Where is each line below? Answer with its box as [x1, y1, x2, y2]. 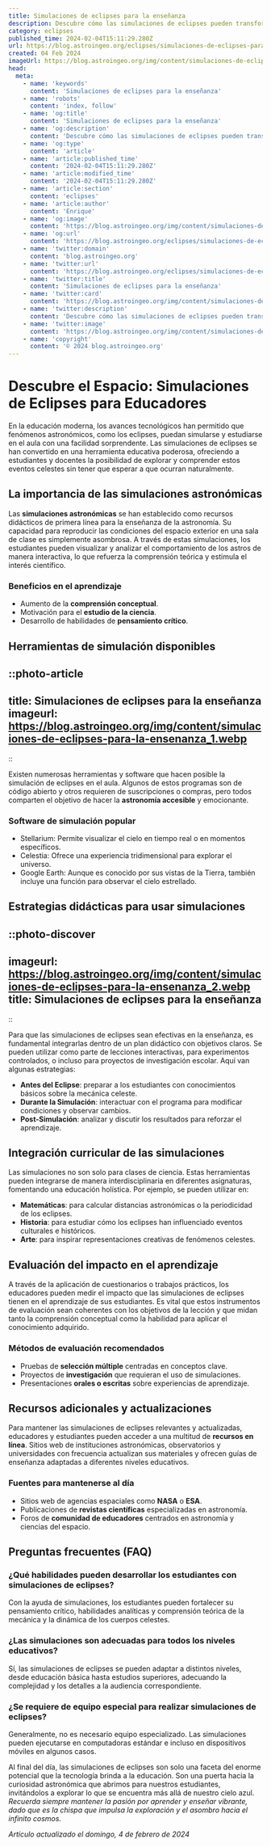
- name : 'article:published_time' [23, 154, 139, 162]
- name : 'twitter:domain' [23, 245, 110, 253]
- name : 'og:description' [23, 124, 110, 133]
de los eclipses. [19, 1209, 73, 1218]
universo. [19, 860, 52, 869]
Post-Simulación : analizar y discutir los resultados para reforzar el [19, 1114, 242, 1124]
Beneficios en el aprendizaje [8, 580, 123, 591]
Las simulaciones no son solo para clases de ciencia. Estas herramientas [8, 1168, 251, 1177]
